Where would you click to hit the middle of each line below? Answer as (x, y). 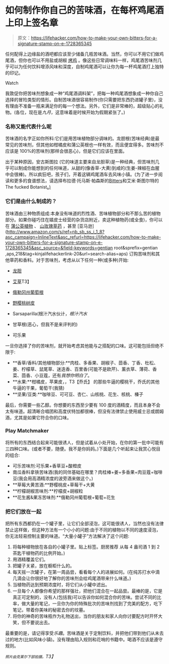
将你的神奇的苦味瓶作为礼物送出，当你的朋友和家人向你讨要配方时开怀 (85, 616)
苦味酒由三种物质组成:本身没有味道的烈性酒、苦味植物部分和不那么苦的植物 (83, 213)
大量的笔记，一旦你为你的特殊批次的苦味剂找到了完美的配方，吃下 (94, 603)
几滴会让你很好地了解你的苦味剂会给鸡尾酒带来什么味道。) (72, 578)
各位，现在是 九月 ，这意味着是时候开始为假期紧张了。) (71, 112)
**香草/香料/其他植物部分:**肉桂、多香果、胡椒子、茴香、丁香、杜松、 (85, 363)
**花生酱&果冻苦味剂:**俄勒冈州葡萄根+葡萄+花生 (64, 497)
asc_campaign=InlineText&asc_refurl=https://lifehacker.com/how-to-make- (83, 237)
